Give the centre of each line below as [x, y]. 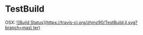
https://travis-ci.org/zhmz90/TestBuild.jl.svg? [92, 22]
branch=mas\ [19, 27]
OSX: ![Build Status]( [26, 22]
